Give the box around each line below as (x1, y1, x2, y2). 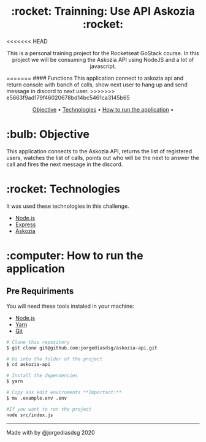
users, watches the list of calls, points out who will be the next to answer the (6, 154, 199, 161)
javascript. (90, 63, 116, 70)
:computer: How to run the (6, 249, 143, 262)
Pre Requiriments (6, 286, 74, 297)
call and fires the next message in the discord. (6, 161, 123, 168)
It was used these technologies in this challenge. (6, 202, 130, 210)
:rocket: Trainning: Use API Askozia (11, 4, 195, 18)
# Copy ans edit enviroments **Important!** (6, 389, 122, 396)
